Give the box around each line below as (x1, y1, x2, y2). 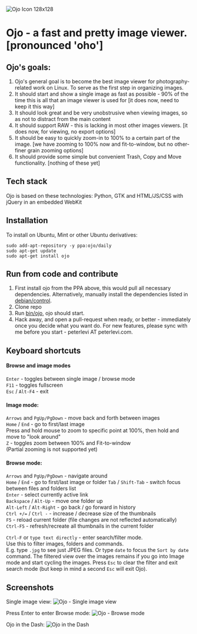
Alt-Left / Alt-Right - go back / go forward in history (6, 504, 136, 511)
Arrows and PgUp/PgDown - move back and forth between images (6, 414, 160, 421)
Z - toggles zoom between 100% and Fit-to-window (6, 440, 131, 447)
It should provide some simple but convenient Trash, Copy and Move (14, 153, 182, 160)
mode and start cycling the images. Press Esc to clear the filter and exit (6, 559, 178, 566)
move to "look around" (6, 433, 61, 440)
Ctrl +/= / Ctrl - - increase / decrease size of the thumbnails (6, 510, 156, 517)
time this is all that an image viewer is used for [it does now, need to (14, 97, 179, 103)
